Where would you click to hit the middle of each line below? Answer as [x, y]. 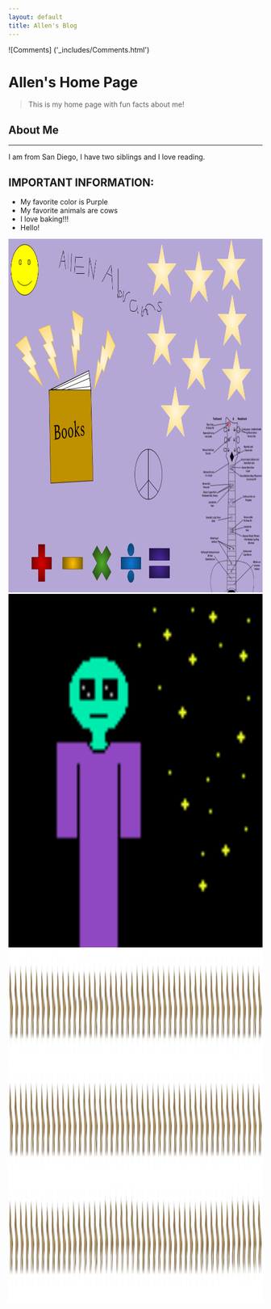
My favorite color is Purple [64, 202]
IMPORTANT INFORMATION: [81, 182]
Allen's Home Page [73, 82]
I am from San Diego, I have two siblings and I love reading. [107, 157]
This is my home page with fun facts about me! [106, 104]
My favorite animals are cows [69, 211]
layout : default [35, 17]
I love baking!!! [44, 219]
